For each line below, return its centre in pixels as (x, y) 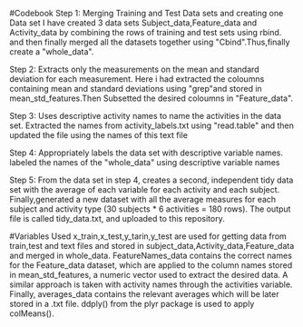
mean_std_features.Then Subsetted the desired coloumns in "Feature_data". (151, 98)
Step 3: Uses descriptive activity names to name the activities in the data (146, 116)
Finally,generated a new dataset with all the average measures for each (143, 199)
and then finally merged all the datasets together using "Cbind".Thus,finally (150, 42)
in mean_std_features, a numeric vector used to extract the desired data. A (149, 275)
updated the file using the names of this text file (99, 135)
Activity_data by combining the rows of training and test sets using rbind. (146, 32)
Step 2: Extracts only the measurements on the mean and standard (135, 69)
